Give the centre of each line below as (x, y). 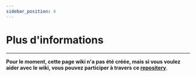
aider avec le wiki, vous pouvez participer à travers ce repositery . (87, 68)
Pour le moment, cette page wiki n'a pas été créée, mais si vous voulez (93, 61)
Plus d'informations (55, 40)
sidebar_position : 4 (31, 11)
